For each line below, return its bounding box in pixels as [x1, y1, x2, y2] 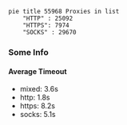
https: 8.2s [19, 101, 56, 111]
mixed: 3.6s [19, 84, 58, 94]
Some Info [8, 46, 50, 57]
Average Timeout [8, 66, 67, 76]
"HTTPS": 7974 [22, 21, 69, 29]
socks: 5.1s [19, 110, 56, 119]
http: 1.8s [19, 92, 50, 103]
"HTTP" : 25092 [22, 14, 73, 22]
